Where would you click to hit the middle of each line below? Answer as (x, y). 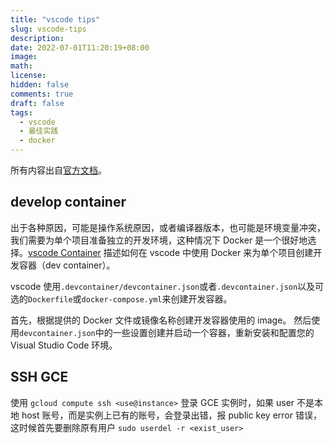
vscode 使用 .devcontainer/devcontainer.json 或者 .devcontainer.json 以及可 (167, 286)
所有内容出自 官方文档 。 (58, 170)
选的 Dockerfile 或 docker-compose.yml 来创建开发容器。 (121, 298)
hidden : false (40, 85)
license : (28, 76)
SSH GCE (39, 377)
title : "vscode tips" (55, 19)
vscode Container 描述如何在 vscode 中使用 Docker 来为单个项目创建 (171, 252)
